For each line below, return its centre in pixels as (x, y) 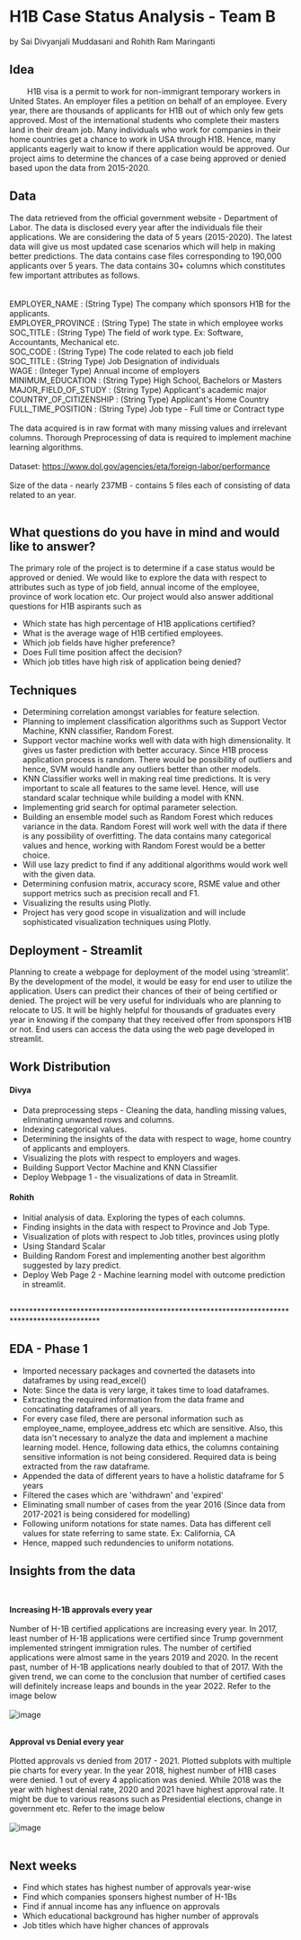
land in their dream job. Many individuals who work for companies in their (145, 129)
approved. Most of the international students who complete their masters (145, 120)
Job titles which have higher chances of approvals (115, 1926)
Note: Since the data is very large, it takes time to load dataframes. (146, 1390)
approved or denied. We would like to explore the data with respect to (138, 578)
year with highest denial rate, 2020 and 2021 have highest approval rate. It (147, 1790)
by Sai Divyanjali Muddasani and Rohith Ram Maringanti (112, 41)
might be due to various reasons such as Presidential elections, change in (146, 1799)
